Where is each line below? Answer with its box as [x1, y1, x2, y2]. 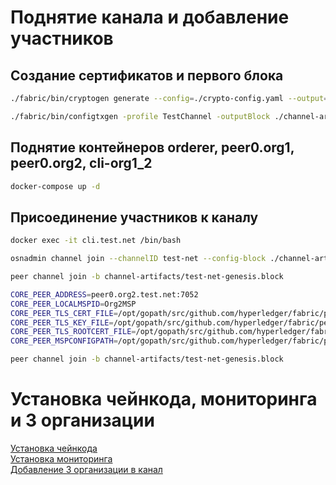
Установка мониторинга [10, 452, 113, 465]
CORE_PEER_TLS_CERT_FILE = [10, 308, 118, 318]
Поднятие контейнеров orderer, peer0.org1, [10, 139, 295, 156]
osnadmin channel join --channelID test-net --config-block [10, 254, 267, 264]
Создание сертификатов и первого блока [10, 67, 284, 84]
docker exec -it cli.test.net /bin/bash [10, 236, 182, 246]
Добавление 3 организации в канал [10, 463, 163, 475]
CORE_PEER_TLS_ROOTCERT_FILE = [10, 327, 137, 337]
